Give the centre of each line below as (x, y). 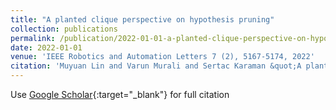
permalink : (33, 38)
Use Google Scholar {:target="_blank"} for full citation (120, 94)
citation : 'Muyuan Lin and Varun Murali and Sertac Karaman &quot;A (156, 66)
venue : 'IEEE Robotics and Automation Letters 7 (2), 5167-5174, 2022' (162, 57)
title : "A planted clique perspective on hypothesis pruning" (142, 19)
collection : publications (64, 29)
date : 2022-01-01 (46, 47)
